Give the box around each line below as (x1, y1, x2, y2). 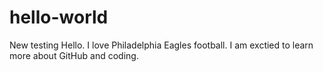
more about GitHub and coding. (9, 49, 139, 61)
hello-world (9, 6, 109, 29)
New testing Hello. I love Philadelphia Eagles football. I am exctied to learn (9, 39, 314, 51)
